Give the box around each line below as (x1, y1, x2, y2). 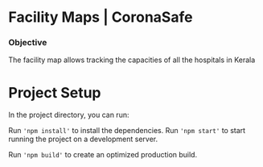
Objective (8, 37, 47, 48)
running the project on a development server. (8, 134, 158, 144)
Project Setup (8, 83, 102, 102)
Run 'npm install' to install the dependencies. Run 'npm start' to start (8, 126, 246, 136)
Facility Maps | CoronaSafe (8, 8, 193, 27)
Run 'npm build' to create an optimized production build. (8, 150, 198, 160)
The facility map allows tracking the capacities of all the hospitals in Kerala (8, 55, 256, 65)
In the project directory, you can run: (8, 110, 129, 120)
